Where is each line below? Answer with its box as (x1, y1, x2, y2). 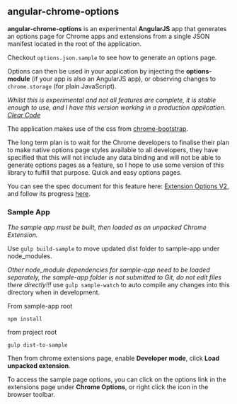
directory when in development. (7, 288, 100, 296)
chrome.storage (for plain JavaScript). (7, 81, 117, 91)
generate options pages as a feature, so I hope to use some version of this (7, 161, 224, 169)
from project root (7, 328, 57, 337)
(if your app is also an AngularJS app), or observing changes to (31, 74, 216, 83)
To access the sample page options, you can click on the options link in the (7, 375, 226, 384)
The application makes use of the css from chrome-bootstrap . (7, 124, 189, 133)
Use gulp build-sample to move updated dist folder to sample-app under (7, 244, 220, 253)
